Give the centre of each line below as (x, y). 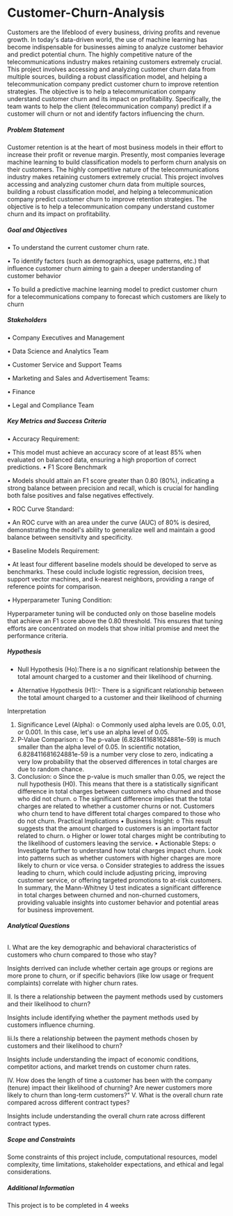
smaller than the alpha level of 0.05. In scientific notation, (99, 747)
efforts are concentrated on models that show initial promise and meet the (113, 628)
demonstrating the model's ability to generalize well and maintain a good (111, 530)
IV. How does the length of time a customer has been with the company (110, 1080)
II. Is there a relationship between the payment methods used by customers (115, 996)
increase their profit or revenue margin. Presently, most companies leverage (116, 154)
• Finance (22, 391)
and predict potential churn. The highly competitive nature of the (100, 54)
